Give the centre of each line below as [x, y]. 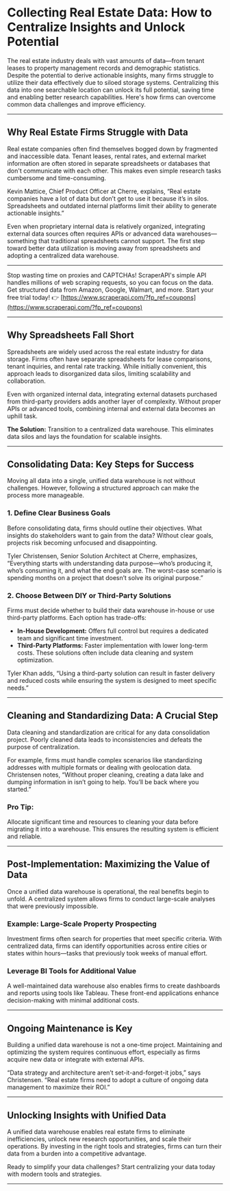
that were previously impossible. [53, 906]
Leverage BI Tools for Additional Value [72, 971]
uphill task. [22, 416]
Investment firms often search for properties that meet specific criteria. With [115, 939]
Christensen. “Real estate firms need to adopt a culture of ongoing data [108, 1080]
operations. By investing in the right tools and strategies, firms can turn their [115, 1146]
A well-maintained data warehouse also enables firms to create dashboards [114, 986]
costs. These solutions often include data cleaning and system [105, 653]
